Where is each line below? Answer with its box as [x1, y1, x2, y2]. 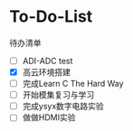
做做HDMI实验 [22, 112, 76, 123]
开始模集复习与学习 [22, 89, 95, 100]
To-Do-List [9, 6, 93, 27]
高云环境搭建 [22, 67, 71, 78]
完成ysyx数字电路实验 [22, 101, 104, 112]
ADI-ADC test [22, 55, 73, 66]
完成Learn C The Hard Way [22, 79, 124, 89]
